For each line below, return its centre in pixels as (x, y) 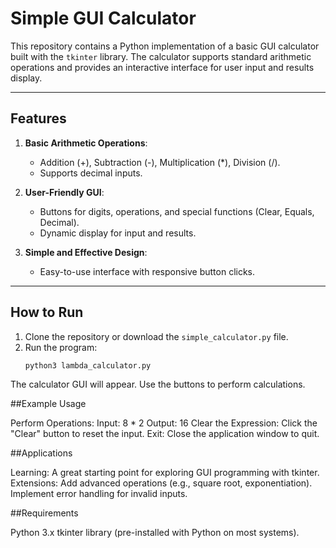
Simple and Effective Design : (86, 252)
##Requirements (44, 513)
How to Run (47, 312)
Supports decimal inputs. (91, 173)
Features (38, 118)
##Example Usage (48, 404)
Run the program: (61, 347)
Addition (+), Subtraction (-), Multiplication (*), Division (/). (160, 162)
